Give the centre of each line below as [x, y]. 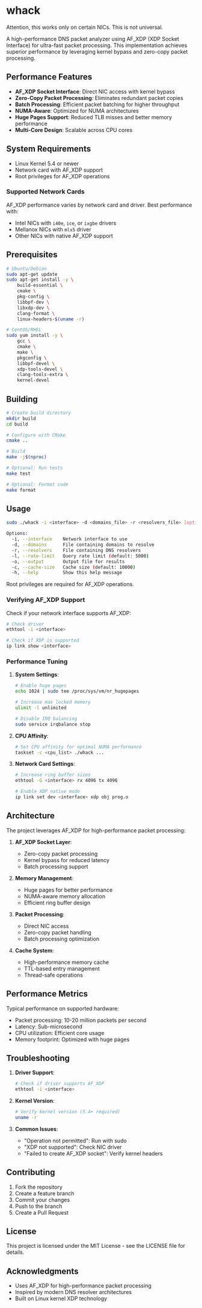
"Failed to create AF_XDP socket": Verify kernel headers [93, 1153]
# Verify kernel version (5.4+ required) [67, 1112]
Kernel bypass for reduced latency [67, 860]
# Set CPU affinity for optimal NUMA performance [78, 747]
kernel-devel [33, 380]
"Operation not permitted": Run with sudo [75, 1141]
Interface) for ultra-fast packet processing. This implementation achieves [97, 45]
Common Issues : [36, 1129]
